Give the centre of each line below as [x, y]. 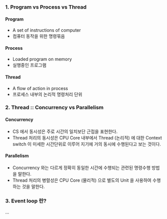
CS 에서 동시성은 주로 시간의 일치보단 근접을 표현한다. [65, 131]
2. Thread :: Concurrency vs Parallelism [54, 108]
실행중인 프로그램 [29, 65]
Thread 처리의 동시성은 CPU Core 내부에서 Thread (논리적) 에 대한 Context [87, 137]
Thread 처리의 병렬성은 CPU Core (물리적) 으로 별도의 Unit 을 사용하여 [82, 180]
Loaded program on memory [42, 59]
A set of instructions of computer [47, 30]
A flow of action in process [40, 88]
